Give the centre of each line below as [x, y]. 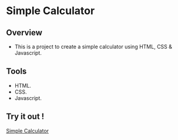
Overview [24, 33]
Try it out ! [25, 117]
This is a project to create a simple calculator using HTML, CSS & [93, 46]
